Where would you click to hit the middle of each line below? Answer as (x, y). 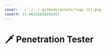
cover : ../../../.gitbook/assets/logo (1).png (53, 10)
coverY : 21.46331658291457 (32, 14)
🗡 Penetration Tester (49, 39)
